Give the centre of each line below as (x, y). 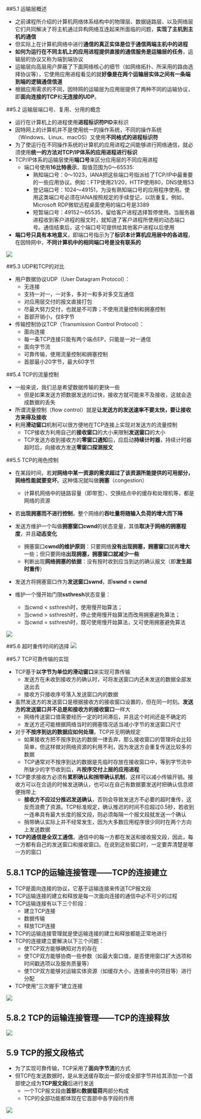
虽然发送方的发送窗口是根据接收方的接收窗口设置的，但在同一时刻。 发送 (104, 702)
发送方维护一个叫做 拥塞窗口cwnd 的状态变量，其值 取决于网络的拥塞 (98, 526)
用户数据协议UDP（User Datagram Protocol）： (72, 279)
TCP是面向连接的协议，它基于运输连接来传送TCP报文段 (83, 888)
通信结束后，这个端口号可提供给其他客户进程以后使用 (109, 227)
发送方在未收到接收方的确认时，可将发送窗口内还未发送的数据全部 (105, 679)
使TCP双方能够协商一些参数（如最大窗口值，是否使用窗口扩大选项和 (108, 956)
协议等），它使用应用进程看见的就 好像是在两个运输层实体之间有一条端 (105, 74)
